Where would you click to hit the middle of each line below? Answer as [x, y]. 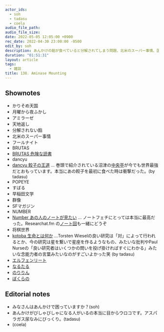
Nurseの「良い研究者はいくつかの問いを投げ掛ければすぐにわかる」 [80, 248]
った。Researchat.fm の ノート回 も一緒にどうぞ [60, 223]
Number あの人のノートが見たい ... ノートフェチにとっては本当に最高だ [83, 217]
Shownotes [23, 93]
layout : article [21, 60]
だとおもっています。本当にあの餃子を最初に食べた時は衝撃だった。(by [83, 171]
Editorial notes [28, 294]
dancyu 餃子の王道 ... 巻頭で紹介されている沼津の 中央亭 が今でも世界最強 [85, 165]
